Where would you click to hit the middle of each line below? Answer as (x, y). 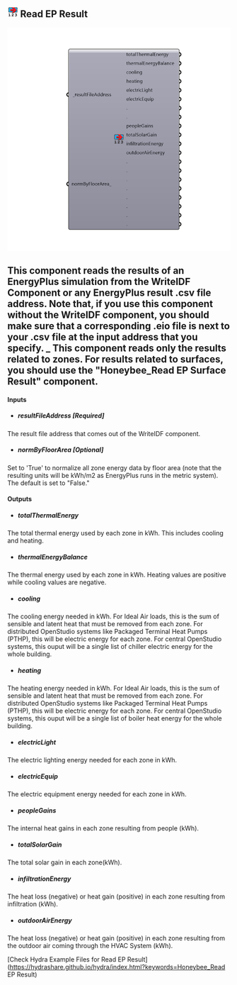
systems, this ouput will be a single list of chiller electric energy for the (110, 647)
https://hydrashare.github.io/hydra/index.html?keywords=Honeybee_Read (117, 967)
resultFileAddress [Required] (61, 416)
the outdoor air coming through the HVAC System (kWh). (90, 946)
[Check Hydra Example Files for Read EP (67, 959)
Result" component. (53, 382)
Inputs (17, 399)
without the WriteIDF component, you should (109, 315)
